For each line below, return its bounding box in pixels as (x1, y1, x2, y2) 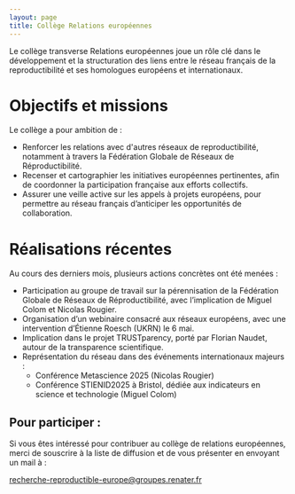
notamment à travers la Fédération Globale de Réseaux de (21, 152, 235, 162)
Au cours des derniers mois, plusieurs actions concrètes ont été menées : (9, 268, 279, 279)
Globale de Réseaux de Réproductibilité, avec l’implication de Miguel (21, 294, 273, 306)
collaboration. (21, 208, 73, 218)
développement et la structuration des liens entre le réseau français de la (9, 55, 276, 66)
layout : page (9, 12, 58, 22)
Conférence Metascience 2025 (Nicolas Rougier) (35, 370, 214, 381)
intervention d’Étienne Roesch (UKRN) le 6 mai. (21, 323, 195, 333)
